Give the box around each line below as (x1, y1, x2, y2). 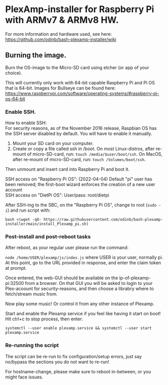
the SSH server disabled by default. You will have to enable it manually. (5, 130, 152, 137)
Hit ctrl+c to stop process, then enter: (5, 316, 83, 322)
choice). (5, 70, 23, 76)
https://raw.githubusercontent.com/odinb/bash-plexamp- (43, 217, 163, 222)
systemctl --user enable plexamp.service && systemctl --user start (5, 326, 152, 331)
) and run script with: (7, 207, 51, 213)
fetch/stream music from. (5, 291, 58, 297)
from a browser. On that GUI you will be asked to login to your (25, 280, 153, 286)
